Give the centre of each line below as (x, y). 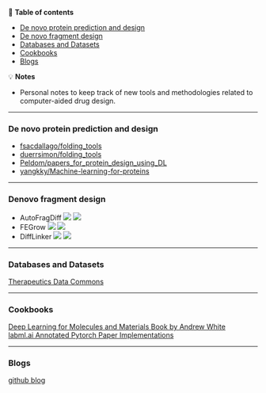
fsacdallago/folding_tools (61, 146)
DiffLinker (36, 236)
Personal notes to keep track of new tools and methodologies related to (136, 92)
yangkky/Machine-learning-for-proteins (84, 171)
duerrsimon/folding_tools (61, 155)
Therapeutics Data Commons (56, 281)
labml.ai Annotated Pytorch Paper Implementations (91, 335)
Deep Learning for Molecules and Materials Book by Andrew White (117, 327)
